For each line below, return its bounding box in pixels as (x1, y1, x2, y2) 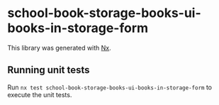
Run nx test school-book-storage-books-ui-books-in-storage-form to (7, 83, 213, 92)
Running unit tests (7, 64, 90, 76)
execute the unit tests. (7, 90, 72, 99)
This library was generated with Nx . (7, 43, 111, 52)
